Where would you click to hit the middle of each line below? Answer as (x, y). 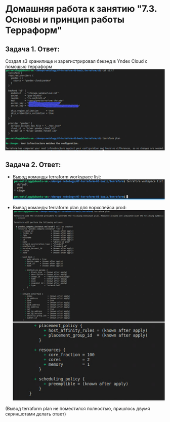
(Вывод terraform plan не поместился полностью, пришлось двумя (78, 408)
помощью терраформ (29, 67)
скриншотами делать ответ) (36, 414)
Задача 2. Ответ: (33, 164)
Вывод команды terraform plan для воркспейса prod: (70, 207)
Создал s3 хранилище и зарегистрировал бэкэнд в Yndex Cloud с (76, 61)
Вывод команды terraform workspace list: (57, 177)
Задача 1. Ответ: (32, 49)
